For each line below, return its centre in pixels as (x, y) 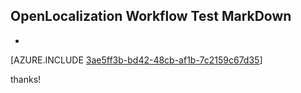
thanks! (26, 79)
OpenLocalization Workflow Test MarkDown (151, 16)
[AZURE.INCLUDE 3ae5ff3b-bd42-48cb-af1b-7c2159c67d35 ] (136, 60)
